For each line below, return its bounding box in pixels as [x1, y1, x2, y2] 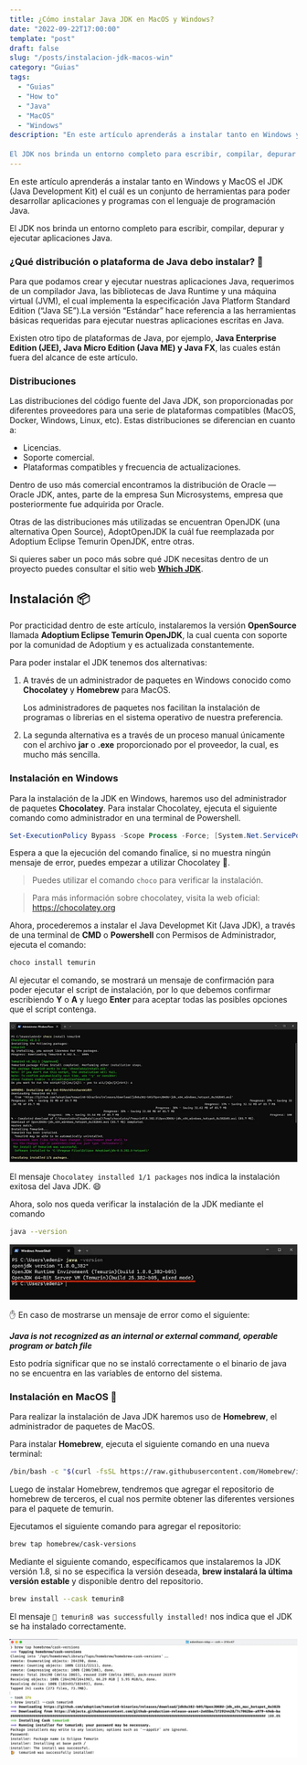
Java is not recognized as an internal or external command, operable [9, 1330, 279, 1341]
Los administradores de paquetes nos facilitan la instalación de [22, 702, 260, 713]
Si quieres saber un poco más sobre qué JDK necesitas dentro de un [9, 554, 269, 565]
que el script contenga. [9, 1004, 97, 1015]
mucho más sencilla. [22, 750, 101, 760]
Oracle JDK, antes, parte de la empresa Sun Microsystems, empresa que [9, 489, 283, 500]
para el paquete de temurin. [9, 1503, 114, 1514]
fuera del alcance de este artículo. [9, 352, 139, 363]
